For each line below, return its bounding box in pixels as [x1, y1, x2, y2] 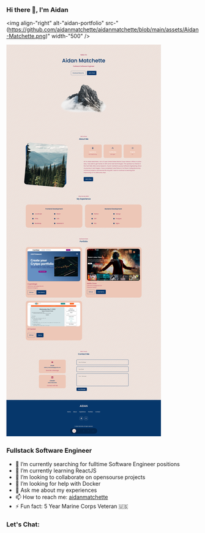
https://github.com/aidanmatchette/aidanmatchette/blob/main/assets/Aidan [8, 26, 199, 33]
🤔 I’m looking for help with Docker [15, 480, 101, 487]
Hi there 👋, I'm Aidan [6, 6, 69, 14]
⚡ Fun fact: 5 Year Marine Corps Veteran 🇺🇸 [15, 502, 129, 510]
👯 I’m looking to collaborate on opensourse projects [15, 473, 146, 480]
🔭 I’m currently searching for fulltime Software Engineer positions [15, 460, 181, 467]
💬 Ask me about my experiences [15, 486, 97, 494]
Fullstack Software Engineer [6, 447, 92, 455]
